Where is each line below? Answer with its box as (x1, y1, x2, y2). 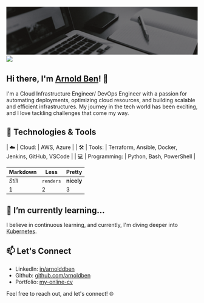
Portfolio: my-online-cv (15, 278, 73, 285)
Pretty (66, 169, 83, 176)
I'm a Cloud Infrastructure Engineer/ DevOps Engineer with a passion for (6, 89, 187, 97)
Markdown (8, 169, 37, 176)
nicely (66, 177, 83, 184)
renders (41, 178, 61, 184)
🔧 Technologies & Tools (6, 127, 97, 138)
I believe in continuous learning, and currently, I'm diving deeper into (6, 221, 178, 228)
